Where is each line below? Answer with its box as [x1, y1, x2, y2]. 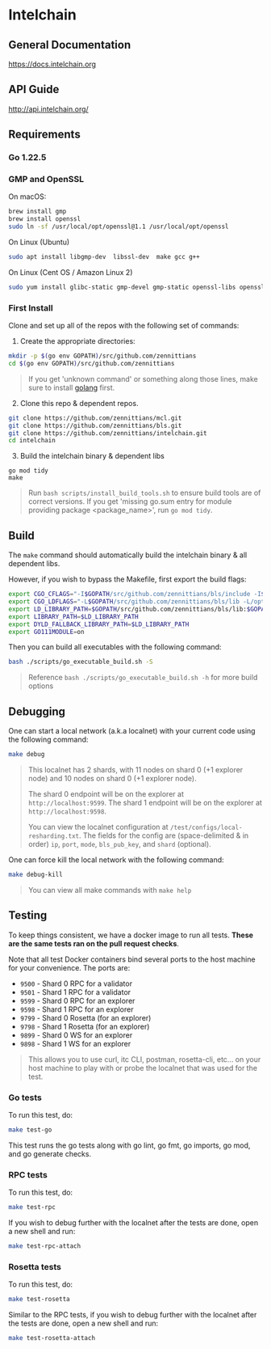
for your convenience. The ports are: [8, 962, 131, 972]
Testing [8, 908, 48, 923]
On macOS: [8, 192, 47, 201]
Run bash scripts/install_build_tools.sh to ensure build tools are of [27, 488, 261, 498]
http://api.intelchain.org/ [8, 104, 89, 114]
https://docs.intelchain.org [8, 59, 97, 69]
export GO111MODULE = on [8, 628, 85, 636]
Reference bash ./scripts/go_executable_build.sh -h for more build [27, 673, 258, 683]
